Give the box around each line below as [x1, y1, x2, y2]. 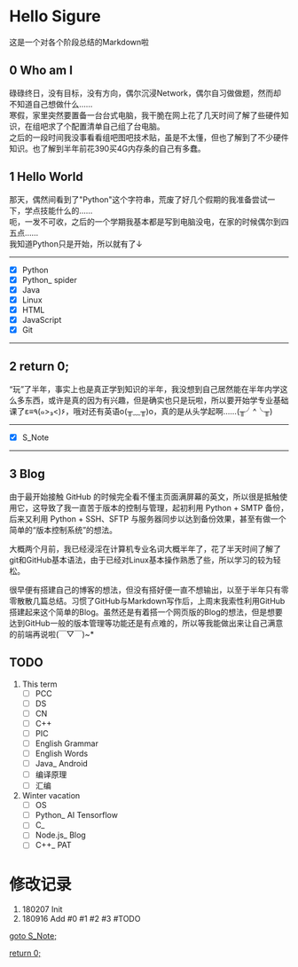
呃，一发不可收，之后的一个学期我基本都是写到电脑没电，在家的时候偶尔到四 [9, 216, 289, 227]
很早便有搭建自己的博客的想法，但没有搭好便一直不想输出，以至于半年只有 [9, 584, 281, 595]
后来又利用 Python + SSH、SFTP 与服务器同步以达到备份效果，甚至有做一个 [9, 513, 286, 524]
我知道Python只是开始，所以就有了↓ [9, 238, 144, 249]
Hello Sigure [9, 6, 102, 27]
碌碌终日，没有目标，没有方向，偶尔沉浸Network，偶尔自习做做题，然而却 [9, 87, 282, 98]
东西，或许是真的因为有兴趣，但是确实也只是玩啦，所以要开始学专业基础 [24, 395, 289, 405]
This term [21, 679, 58, 689]
